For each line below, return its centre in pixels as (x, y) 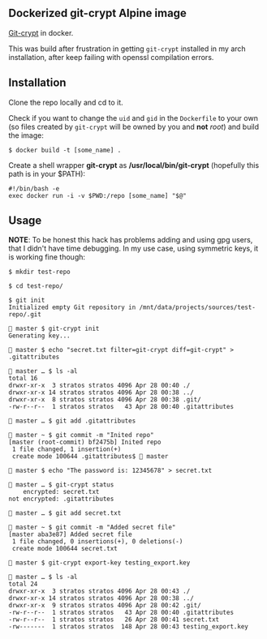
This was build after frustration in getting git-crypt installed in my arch (127, 49)
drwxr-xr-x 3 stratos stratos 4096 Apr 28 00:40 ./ (99, 386)
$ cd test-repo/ (36, 286)
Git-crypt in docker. (41, 32)
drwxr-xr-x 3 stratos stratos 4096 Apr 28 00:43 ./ (99, 591)
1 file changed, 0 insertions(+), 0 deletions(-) (97, 542)
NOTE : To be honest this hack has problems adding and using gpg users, (131, 240)
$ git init (27, 300)
